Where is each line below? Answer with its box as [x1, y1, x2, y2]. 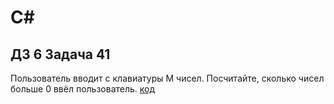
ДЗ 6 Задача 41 [10, 46, 111, 63]
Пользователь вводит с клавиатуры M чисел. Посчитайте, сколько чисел [10, 72, 325, 84]
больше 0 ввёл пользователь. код [10, 83, 156, 95]
